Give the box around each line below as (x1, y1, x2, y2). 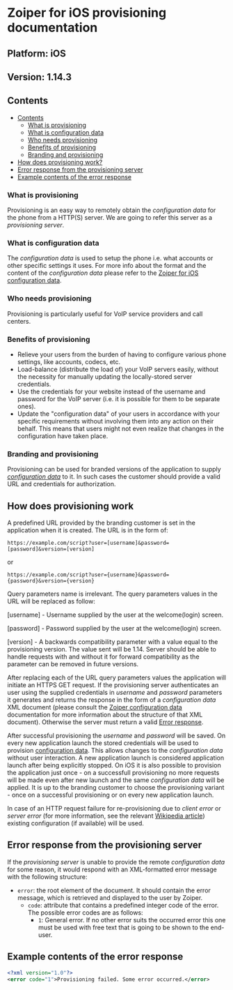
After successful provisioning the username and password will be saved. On (7, 731, 226, 740)
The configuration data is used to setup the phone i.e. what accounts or (7, 254, 214, 262)
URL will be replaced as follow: (7, 597, 95, 606)
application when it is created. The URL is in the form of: (7, 526, 168, 534)
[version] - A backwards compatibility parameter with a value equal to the (7, 638, 218, 646)
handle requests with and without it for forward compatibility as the (7, 652, 200, 661)
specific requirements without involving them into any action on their (17, 417, 214, 425)
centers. (7, 317, 31, 325)
